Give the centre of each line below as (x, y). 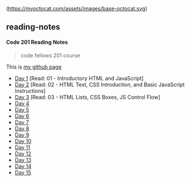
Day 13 (23, 160)
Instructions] (30, 90)
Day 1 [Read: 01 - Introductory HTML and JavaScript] (79, 78)
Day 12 (23, 154)
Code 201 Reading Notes (37, 42)
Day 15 (23, 172)
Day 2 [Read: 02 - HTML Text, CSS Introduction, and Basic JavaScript (100, 84)
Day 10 (23, 141)
